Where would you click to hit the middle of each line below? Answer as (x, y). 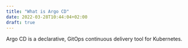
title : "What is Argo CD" (37, 11)
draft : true (20, 22)
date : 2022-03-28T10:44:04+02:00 (47, 17)
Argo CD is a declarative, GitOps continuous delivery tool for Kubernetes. (94, 39)
